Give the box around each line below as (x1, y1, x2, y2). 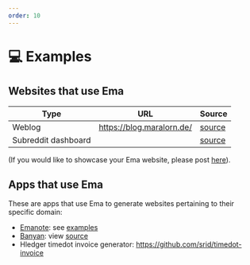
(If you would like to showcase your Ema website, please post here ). (8, 154, 231, 164)
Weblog (12, 121, 41, 132)
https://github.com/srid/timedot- (136, 240, 242, 249)
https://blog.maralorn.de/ (98, 121, 193, 132)
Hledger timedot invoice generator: (19, 240, 135, 249)
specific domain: (8, 208, 63, 217)
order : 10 (8, 11, 41, 20)
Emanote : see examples (19, 223, 98, 232)
